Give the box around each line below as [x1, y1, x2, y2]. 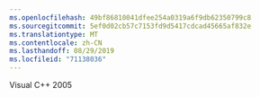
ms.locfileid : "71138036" [9, 55, 106, 64]
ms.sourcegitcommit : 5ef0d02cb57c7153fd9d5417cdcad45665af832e [9, 22, 252, 31]
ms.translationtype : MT [9, 30, 99, 39]
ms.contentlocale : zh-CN [9, 38, 103, 48]
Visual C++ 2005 [9, 80, 73, 90]
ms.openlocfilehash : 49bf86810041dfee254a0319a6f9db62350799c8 [9, 13, 252, 22]
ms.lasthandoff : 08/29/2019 [9, 47, 115, 56]
